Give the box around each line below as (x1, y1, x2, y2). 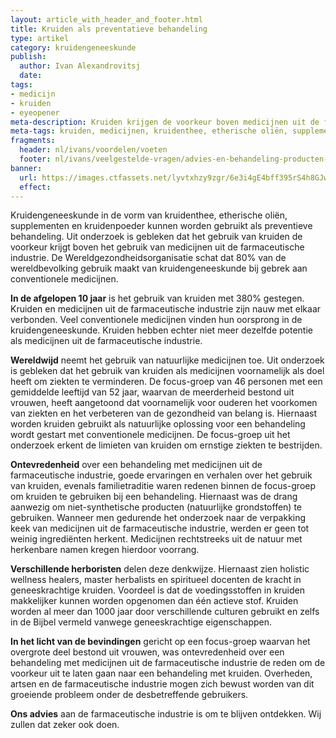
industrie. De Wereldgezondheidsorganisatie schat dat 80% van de (10, 252, 287, 264)
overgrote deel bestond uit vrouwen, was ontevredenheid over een (10, 646, 285, 658)
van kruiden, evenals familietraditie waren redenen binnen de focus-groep (10, 480, 317, 492)
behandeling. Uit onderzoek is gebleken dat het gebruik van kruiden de (10, 231, 303, 243)
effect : (19, 182, 52, 192)
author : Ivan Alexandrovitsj (19, 61, 141, 71)
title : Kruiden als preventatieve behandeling (10, 24, 208, 34)
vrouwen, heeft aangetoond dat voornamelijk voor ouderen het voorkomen (10, 397, 318, 409)
